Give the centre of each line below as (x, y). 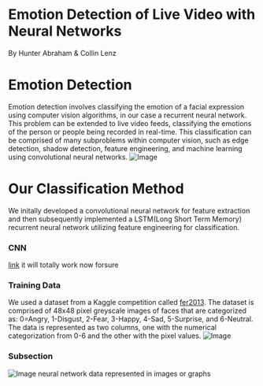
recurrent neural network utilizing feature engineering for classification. (124, 227)
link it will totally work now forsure (63, 265)
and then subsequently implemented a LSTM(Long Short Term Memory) (125, 219)
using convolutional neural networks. (68, 157)
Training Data (35, 285)
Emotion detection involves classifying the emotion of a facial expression (126, 106)
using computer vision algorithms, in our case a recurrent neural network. (128, 115)
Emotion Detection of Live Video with (132, 15)
